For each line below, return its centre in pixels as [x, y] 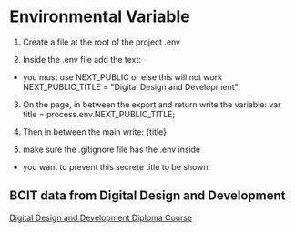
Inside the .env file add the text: [82, 59]
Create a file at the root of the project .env [101, 42]
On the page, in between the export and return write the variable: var [152, 104]
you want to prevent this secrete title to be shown [115, 166]
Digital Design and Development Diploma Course [101, 217]
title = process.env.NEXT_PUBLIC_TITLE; [99, 114]
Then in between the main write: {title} [94, 131]
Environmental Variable [100, 17]
